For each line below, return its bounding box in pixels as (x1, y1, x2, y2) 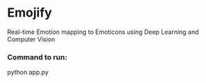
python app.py (7, 68, 49, 77)
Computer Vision (7, 35, 55, 43)
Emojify (7, 5, 52, 21)
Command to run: (7, 52, 68, 62)
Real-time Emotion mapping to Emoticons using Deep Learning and (7, 28, 199, 36)
